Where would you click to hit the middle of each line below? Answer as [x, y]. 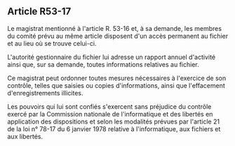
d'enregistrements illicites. [45, 93]
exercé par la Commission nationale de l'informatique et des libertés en [110, 114]
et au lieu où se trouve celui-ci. [52, 43]
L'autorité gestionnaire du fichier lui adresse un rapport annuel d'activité [112, 57]
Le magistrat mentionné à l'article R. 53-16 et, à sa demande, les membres [115, 28]
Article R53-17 [39, 12]
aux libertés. [25, 136]
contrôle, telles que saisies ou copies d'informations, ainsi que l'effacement [116, 85]
